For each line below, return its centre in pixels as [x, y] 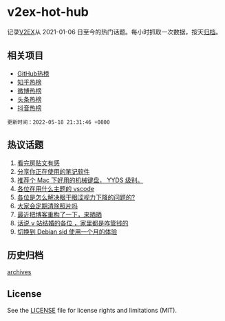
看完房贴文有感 [38, 163]
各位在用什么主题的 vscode [56, 188]
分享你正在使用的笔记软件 [53, 171]
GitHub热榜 [33, 74]
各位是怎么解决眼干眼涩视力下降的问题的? [76, 197]
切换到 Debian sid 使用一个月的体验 [67, 232]
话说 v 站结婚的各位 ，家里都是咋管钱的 [73, 223]
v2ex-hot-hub [48, 12]
